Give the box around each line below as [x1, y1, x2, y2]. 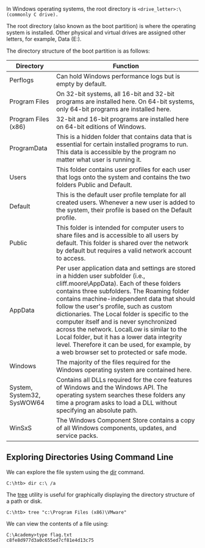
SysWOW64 [9, 399, 45, 407]
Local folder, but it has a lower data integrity [56, 333, 182, 341]
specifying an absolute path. [56, 406, 138, 415]
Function [112, 62, 139, 70]
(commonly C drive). [6, 12, 59, 18]
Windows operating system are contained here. [56, 366, 192, 374]
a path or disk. [6, 497, 43, 505]
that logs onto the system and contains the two [56, 173, 191, 181]
